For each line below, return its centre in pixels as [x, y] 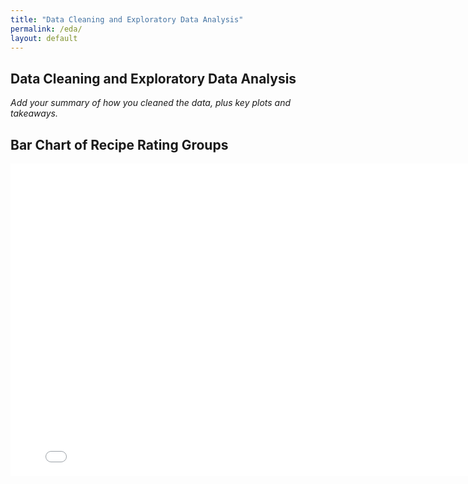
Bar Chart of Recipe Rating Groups [119, 144]
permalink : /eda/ [46, 29]
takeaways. [34, 113]
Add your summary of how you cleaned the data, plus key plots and [151, 103]
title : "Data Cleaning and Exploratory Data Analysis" [127, 19]
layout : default [44, 38]
